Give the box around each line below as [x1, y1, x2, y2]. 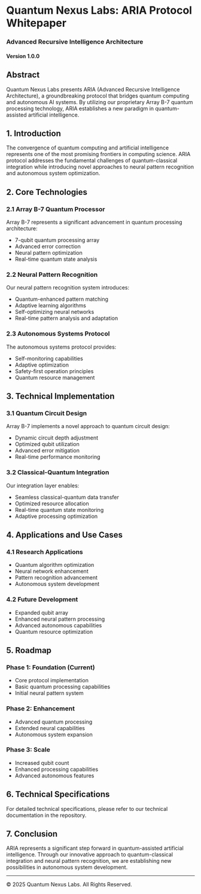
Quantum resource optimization [14, 628, 93, 635]
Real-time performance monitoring [14, 453, 100, 460]
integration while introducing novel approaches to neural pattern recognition [6, 163, 194, 170]
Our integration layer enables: [6, 482, 80, 489]
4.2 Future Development [6, 596, 78, 604]
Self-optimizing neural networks [14, 309, 95, 316]
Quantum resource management [14, 374, 95, 381]
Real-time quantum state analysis [14, 255, 98, 263]
